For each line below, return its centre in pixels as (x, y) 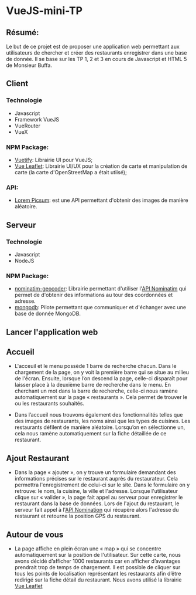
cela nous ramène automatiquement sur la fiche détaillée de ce (90, 434)
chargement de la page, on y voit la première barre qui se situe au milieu (102, 372)
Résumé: (23, 33)
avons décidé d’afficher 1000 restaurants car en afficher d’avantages (97, 561)
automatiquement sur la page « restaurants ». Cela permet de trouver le (101, 397)
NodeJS (24, 261)
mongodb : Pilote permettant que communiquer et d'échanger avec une (100, 307)
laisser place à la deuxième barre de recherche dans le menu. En (93, 385)
